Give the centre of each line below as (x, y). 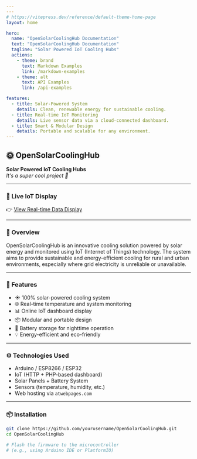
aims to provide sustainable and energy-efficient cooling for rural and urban (98, 258)
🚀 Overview (23, 232)
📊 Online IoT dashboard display (53, 311)
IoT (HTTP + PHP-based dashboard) (58, 375)
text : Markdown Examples (52, 66)
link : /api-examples (47, 88)
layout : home (22, 22)
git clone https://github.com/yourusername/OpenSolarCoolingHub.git (91, 429)
